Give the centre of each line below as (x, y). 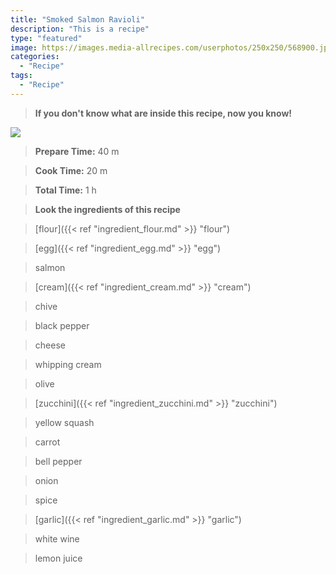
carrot (47, 442)
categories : (35, 57)
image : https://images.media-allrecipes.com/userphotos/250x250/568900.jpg (171, 47)
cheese (50, 345)
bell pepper (58, 461)
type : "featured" (46, 38)
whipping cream (68, 364)
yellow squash (64, 422)
